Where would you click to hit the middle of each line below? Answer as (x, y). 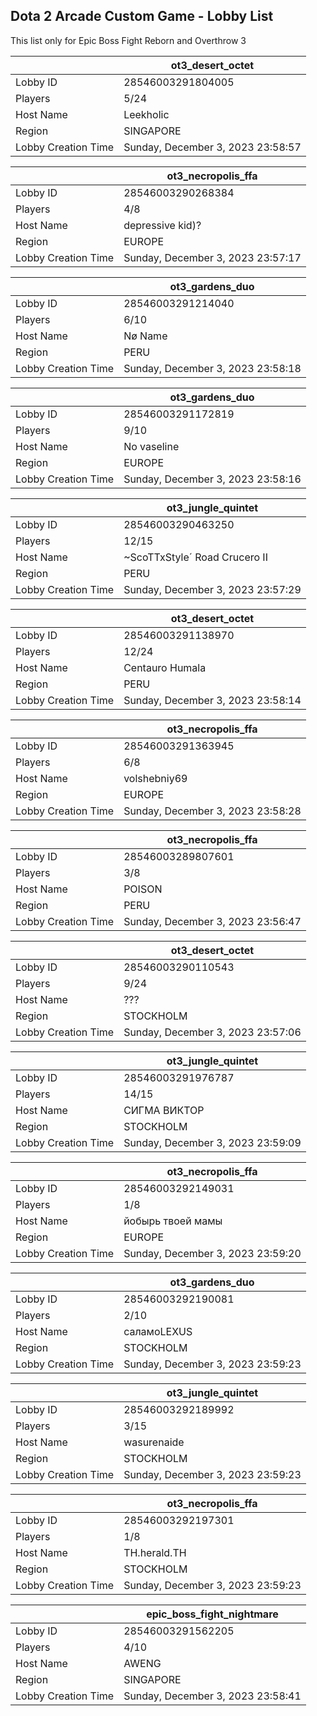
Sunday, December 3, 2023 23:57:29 (212, 589)
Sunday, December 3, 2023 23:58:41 (212, 1696)
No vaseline (151, 446)
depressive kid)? (162, 225)
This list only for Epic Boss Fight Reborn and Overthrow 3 (128, 40)
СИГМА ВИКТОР (164, 1110)
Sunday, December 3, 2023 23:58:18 (212, 368)
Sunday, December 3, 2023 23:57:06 (212, 1032)
